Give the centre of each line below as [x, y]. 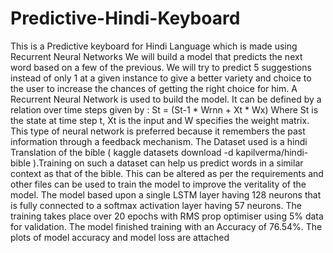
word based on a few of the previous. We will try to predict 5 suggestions [161, 67]
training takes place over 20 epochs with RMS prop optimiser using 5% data [167, 216]
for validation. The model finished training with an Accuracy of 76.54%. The [166, 226]
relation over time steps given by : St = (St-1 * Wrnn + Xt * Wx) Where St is [164, 109]
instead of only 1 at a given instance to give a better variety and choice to [161, 78]
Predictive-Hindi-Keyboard [125, 18]
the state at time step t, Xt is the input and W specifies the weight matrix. [160, 120]
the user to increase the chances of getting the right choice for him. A [154, 88]
